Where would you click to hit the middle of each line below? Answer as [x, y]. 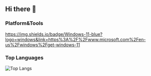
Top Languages [24, 58]
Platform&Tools [24, 23]
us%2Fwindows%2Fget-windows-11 [42, 45]
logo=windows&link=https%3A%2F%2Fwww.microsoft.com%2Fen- [75, 39]
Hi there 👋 [21, 9]
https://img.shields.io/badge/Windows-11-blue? [54, 34]
